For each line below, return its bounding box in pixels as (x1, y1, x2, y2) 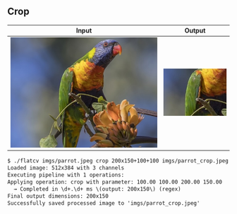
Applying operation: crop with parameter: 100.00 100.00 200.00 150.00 (7, 179, 222, 186)
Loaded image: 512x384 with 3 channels (7, 165, 125, 172)
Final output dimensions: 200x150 (7, 193, 109, 200)
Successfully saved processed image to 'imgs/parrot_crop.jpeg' (7, 200, 200, 207)
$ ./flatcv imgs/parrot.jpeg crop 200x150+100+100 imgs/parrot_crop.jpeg (7, 157, 229, 165)
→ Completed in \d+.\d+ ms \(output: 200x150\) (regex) (13, 186, 181, 193)
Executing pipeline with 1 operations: (7, 172, 125, 179)
